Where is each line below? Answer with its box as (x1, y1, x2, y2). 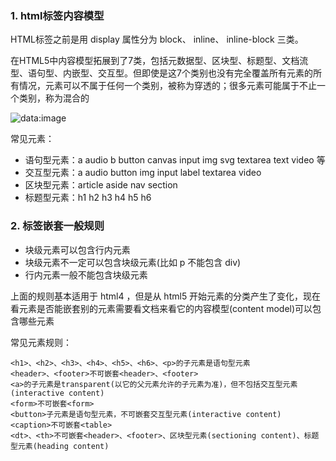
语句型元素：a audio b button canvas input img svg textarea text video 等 (24, 154, 326, 166)
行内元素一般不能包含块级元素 (24, 268, 148, 281)
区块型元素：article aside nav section (24, 179, 178, 191)
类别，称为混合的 (18, 92, 90, 104)
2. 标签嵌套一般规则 (10, 219, 105, 233)
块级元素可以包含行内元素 (24, 243, 131, 256)
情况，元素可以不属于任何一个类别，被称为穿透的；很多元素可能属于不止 (18, 80, 317, 92)
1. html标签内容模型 (10, 8, 105, 22)
